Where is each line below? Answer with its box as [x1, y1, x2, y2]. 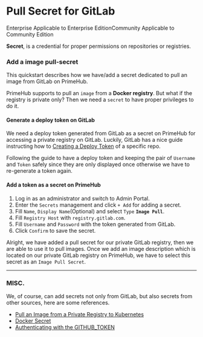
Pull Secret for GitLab [6, 4, 115, 18]
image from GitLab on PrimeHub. [6, 78, 88, 85]
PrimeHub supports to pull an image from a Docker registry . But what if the [6, 90, 192, 97]
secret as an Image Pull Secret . [6, 258, 86, 265]
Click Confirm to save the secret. [14, 227, 96, 234]
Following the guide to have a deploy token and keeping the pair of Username [6, 155, 195, 162]
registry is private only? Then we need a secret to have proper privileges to [6, 96, 195, 104]
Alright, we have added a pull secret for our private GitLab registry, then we [6, 238, 194, 246]
